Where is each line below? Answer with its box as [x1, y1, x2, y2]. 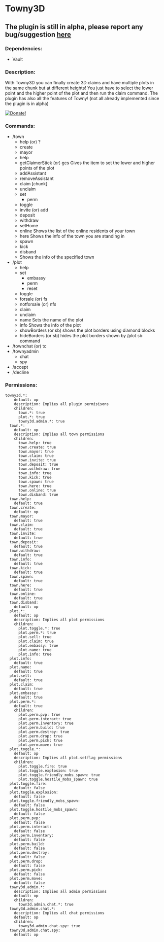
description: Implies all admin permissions [14, 889, 107, 894]
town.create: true [18, 445, 56, 450]
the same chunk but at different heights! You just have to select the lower [5, 85, 154, 91]
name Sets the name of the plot [19, 317, 84, 323]
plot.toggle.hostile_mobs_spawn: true [18, 777, 98, 782]
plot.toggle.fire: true [18, 764, 67, 769]
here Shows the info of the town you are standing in [19, 233, 125, 239]
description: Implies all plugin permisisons [14, 401, 109, 407]
